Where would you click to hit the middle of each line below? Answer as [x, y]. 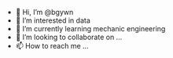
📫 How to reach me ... [52, 46]
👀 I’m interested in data [53, 20]
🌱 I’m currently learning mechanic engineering [90, 29]
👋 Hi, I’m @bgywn [44, 12]
